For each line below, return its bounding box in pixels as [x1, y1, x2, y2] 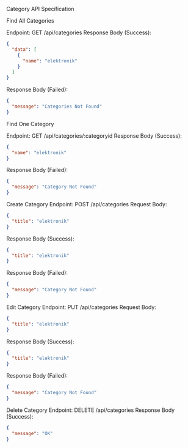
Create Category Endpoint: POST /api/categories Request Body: [6, 201, 167, 207]
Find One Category [6, 120, 54, 127]
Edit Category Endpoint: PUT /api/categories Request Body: [6, 303, 157, 311]
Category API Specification [6, 6, 74, 12]
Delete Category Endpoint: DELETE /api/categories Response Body [6, 406, 175, 414]
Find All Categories [6, 17, 54, 24]
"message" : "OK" [12, 430, 53, 436]
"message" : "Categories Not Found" [12, 103, 103, 110]
